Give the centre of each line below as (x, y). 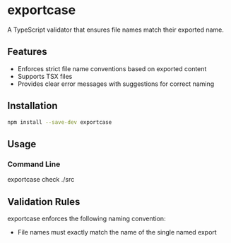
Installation (32, 106)
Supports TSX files (45, 76)
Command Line (34, 164)
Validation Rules (44, 202)
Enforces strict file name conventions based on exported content (112, 68)
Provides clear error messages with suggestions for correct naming (116, 84)
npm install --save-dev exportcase (60, 122)
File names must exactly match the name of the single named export (117, 232)
